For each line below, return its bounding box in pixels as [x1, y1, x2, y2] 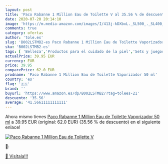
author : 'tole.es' [5, 35, 43, 40]
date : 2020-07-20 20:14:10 [5, 16, 61, 21]
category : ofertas [5, 30, 43, 35]
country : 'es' [5, 77, 35, 82]
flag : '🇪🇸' [5, 81, 30, 86]
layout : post [5, 7, 32, 12]
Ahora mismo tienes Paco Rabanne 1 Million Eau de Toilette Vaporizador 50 [5, 114, 160, 120]
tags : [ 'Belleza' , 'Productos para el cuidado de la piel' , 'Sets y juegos [5, 49, 164, 54]
